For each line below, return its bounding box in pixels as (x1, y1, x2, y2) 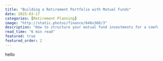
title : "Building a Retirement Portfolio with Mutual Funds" (5, 7, 131, 12)
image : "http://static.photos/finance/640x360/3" (5, 20, 108, 25)
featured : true (5, 34, 36, 39)
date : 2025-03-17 (5, 12, 40, 16)
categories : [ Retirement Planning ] (5, 16, 77, 21)
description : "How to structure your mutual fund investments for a (5, 25, 147, 30)
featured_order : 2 (5, 38, 42, 43)
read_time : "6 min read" (5, 29, 55, 34)
